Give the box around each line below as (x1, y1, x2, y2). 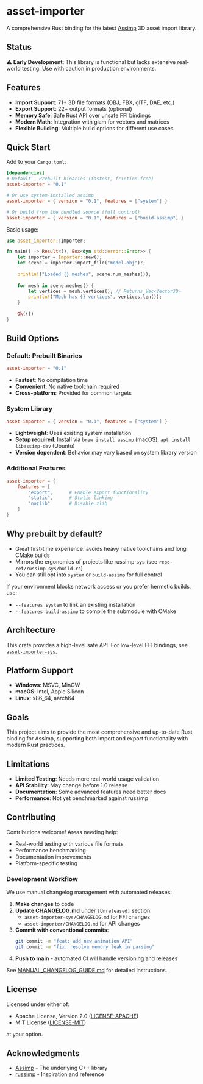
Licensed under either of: (6, 1001, 70, 1008)
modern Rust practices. (6, 742, 65, 749)
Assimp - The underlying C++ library (15, 1065, 108, 1072)
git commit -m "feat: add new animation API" (15, 938, 133, 944)
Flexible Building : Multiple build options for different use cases (15, 124, 174, 132)
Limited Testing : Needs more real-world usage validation (15, 775, 160, 782)
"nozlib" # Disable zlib (28, 501, 108, 507)
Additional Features (6, 464, 66, 473)
